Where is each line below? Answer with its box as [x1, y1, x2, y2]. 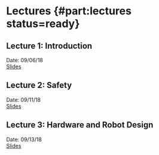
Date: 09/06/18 [6, 57, 44, 63]
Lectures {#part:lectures [6, 4, 132, 18]
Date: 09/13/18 [6, 136, 42, 143]
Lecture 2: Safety [6, 80, 72, 90]
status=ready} [6, 17, 80, 31]
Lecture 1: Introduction [6, 41, 93, 51]
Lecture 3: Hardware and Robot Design [6, 120, 154, 130]
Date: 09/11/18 [6, 96, 41, 103]
